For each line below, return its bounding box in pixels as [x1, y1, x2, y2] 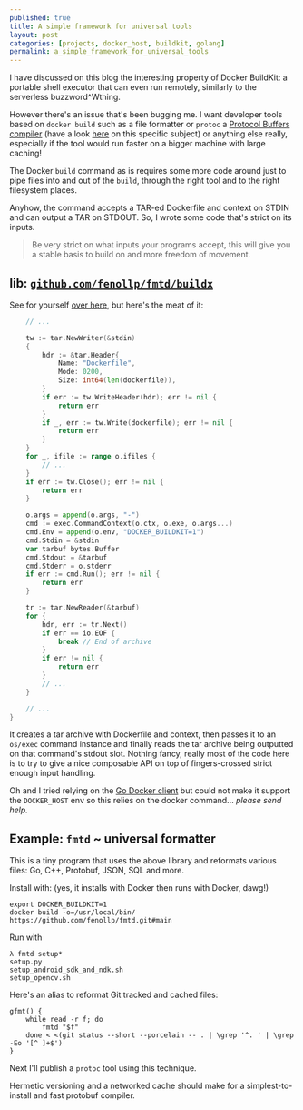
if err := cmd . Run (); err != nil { [25, 570, 161, 579]
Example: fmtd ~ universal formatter [9, 831, 216, 846]
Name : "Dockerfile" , [57, 358, 136, 368]
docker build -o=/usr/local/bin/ [9, 908, 136, 917]
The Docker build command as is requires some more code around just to [9, 166, 287, 177]
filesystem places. [9, 185, 77, 196]
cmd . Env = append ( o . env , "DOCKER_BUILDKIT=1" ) [25, 528, 205, 537]
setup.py [9, 957, 43, 967]
